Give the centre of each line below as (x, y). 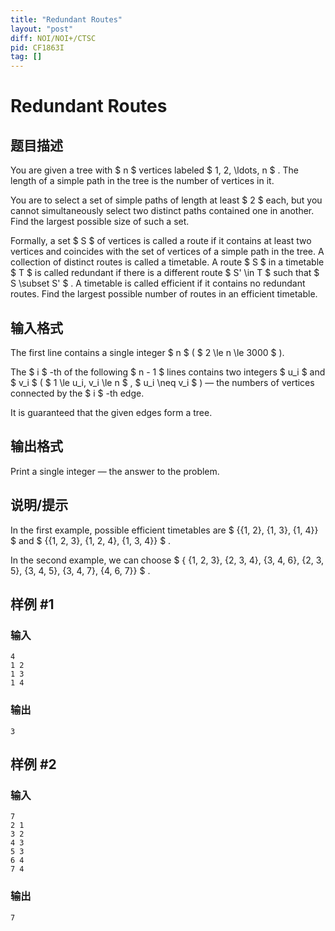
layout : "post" (42, 29)
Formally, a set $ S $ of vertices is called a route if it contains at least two (161, 241)
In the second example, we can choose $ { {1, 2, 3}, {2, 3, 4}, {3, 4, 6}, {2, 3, (167, 560)
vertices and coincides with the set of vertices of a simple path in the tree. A (167, 252)
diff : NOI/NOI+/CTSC (53, 38)
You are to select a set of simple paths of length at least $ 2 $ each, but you (166, 200)
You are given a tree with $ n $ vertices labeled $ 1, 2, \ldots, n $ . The (154, 170)
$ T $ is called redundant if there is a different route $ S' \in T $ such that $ (165, 273)
